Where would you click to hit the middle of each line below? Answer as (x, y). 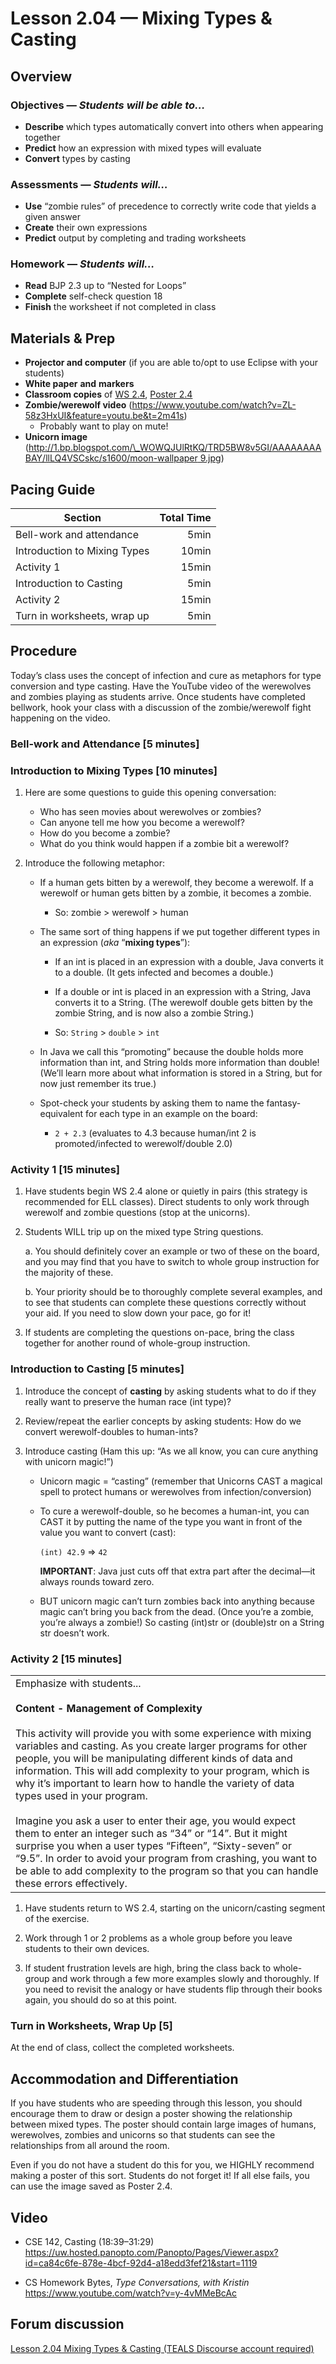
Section (82, 518)
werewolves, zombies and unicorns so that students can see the (143, 2135)
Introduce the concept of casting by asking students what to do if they (170, 1391)
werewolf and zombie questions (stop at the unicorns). (137, 1213)
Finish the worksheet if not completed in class (120, 307)
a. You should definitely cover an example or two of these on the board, (172, 1251)
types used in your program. (81, 1796)
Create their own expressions (86, 228)
